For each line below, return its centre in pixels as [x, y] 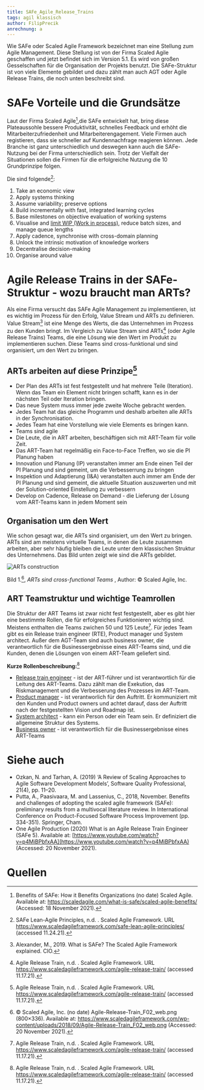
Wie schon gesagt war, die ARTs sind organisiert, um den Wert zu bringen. [100, 536]
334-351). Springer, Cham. [49, 822]
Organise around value [44, 255]
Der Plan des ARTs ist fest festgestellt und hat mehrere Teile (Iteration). [104, 386]
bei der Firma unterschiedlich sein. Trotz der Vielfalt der [99, 153]
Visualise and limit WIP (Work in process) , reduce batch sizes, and [98, 223]
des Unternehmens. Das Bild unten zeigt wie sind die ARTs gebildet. [91, 555]
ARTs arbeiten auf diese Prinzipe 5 [72, 370]
